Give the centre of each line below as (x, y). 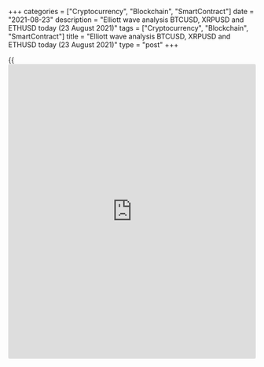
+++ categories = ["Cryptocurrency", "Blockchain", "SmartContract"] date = (131, 11)
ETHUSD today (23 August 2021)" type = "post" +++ (93, 45)
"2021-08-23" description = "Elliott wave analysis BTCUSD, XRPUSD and (126, 20)
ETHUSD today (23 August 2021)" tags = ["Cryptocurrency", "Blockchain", (128, 28)
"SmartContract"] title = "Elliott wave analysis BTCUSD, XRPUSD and (119, 36)
